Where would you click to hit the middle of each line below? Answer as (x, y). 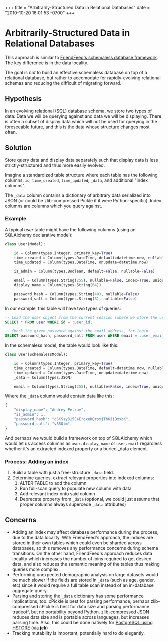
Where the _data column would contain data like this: (59, 396)
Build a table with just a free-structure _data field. (63, 473)
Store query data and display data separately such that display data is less (82, 160)
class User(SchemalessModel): (37, 355)
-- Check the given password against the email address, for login (77, 331)
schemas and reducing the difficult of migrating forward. (63, 83)
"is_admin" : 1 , (30, 415)
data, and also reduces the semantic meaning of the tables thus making (86, 564)
